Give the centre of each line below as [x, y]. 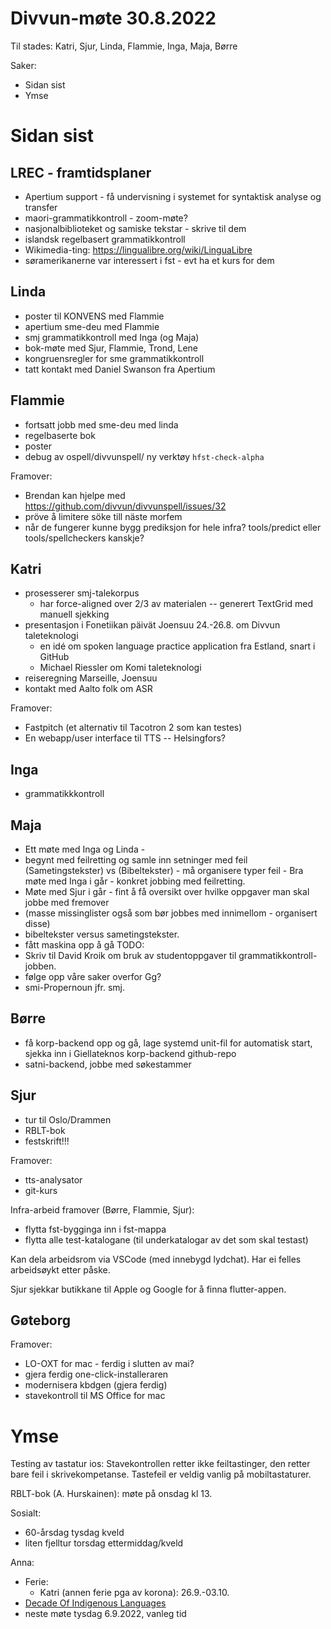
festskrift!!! [47, 1141]
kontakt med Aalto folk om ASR [88, 689]
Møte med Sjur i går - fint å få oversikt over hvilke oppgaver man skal [167, 891]
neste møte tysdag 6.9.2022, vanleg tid [105, 1614]
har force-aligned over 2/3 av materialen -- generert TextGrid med [176, 604]
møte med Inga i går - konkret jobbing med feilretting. [135, 881]
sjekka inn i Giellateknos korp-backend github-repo [130, 1053]
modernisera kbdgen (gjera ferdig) [96, 1385]
